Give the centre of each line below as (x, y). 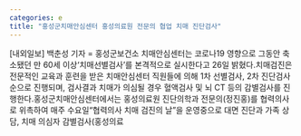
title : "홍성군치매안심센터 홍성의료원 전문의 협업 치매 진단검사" (116, 26)
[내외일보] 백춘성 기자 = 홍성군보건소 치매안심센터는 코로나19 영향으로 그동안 (145, 53)
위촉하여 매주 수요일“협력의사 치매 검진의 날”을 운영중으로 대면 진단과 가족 (149, 110)
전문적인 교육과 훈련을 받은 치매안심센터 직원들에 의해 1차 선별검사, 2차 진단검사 (150, 76)
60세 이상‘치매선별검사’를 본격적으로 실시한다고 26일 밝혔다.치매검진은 (168, 64)
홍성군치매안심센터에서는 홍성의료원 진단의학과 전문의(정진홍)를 (146, 98)
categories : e (36, 18)
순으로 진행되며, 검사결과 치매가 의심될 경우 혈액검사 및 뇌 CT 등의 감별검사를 (145, 87)
